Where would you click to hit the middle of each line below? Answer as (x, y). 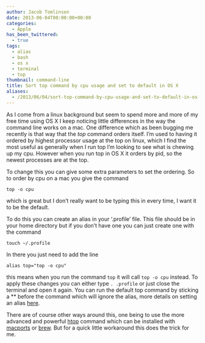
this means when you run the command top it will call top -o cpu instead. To (102, 277)
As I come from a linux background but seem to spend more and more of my (102, 114)
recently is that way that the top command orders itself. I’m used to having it (102, 134)
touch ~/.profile (28, 243)
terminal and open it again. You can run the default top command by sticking (103, 290)
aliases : (17, 92)
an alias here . (23, 303)
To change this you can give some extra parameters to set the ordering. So (100, 171)
